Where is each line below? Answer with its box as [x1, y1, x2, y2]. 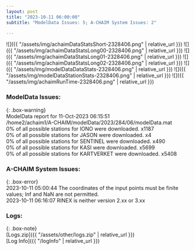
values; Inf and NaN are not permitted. [6, 191, 99, 198]
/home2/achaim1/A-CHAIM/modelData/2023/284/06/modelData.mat [6, 119, 173, 126]
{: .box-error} [6, 178, 38, 185]
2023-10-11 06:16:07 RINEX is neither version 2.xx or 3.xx [6, 196, 146, 204]
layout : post [6, 8, 38, 15]
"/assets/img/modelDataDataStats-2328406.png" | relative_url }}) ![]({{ [14, 66, 186, 73]
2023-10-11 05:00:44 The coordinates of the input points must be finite [6, 184, 179, 191]
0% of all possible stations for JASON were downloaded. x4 [6, 131, 152, 138]
